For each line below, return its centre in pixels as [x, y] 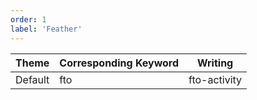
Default [32, 79]
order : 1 [28, 19]
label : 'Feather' [46, 29]
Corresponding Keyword [119, 63]
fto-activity [215, 79]
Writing [215, 63]
